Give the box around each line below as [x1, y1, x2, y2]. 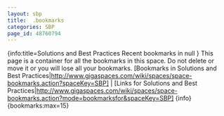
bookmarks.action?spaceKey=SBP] [7, 79, 110, 88]
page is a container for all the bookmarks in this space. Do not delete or [7, 57, 214, 65]
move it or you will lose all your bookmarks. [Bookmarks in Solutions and [7, 64, 218, 72]
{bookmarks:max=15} [7, 101, 70, 110]
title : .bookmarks [7, 17, 65, 24]
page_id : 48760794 [7, 30, 61, 37]
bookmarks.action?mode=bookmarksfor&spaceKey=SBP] [7, 94, 174, 103]
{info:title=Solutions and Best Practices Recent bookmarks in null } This [7, 49, 214, 58]
